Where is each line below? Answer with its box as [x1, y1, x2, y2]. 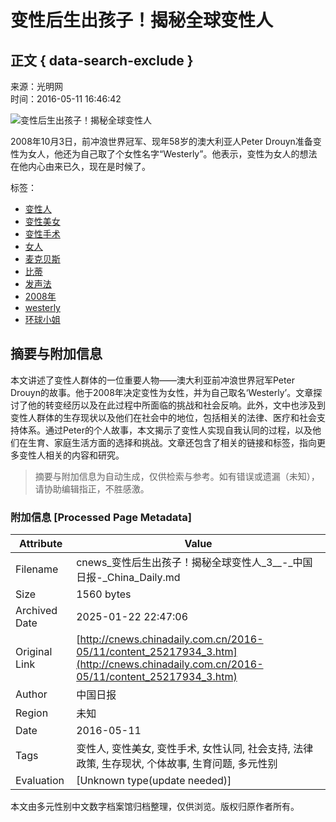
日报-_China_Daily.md [76, 571, 181, 585]
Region [15, 706, 49, 720]
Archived [15, 604, 58, 618]
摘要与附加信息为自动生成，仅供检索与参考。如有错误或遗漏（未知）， [34, 470, 320, 482]
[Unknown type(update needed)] [76, 774, 232, 788]
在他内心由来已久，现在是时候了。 [10, 161, 151, 172]
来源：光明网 [10, 81, 63, 92]
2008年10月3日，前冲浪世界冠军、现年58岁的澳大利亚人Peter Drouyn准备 [10, 136, 313, 147]
